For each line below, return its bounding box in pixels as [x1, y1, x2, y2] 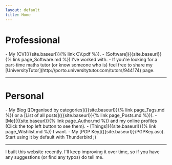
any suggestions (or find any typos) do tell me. [5, 154, 104, 160]
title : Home [5, 12, 31, 17]
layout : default [5, 7, 40, 13]
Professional [5, 34, 60, 46]
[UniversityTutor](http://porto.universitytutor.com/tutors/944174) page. [5, 67, 155, 74]
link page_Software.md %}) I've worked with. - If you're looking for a [12, 57, 158, 63]
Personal [5, 90, 45, 102]
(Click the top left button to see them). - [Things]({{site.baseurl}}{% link [5, 123, 157, 129]
